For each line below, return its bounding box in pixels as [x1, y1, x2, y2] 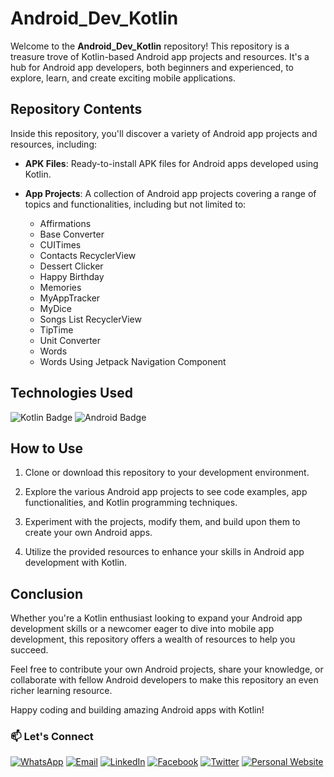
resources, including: [10, 138, 98, 150]
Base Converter [39, 228, 105, 240]
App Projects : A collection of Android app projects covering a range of [24, 187, 317, 199]
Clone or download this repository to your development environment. [24, 467, 310, 479]
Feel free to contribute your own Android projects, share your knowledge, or [10, 663, 324, 676]
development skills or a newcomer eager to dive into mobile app [10, 623, 275, 635]
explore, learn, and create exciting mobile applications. [10, 72, 236, 84]
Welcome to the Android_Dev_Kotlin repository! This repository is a [10, 40, 290, 52]
